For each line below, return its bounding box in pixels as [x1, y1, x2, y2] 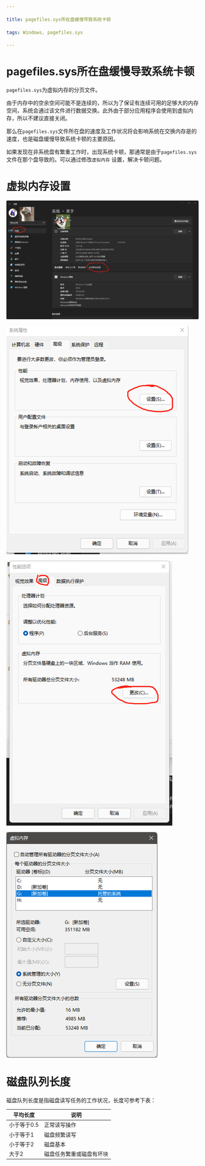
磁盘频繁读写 [43, 1130, 76, 1138]
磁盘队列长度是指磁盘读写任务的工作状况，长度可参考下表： [6, 1096, 156, 1104]
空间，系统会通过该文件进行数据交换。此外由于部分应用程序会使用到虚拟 [6, 107, 188, 115]
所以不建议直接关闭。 [16, 115, 71, 122]
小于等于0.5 [9, 1121, 39, 1129]
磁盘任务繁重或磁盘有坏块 [43, 1150, 109, 1157]
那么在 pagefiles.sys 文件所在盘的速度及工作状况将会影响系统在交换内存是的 [6, 127, 197, 135]
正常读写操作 [43, 1121, 76, 1129]
